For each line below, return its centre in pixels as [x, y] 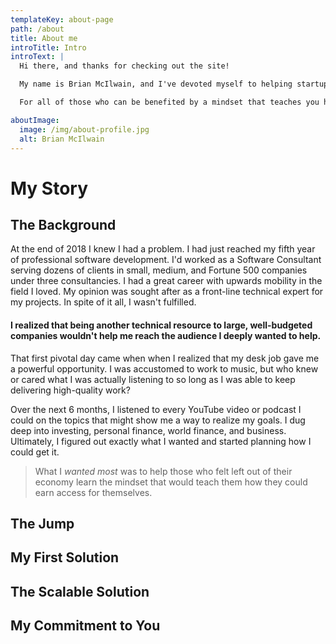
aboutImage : [35, 120]
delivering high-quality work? [70, 390]
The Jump [42, 523]
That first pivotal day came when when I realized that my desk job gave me [165, 358]
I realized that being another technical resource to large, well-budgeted [161, 325]
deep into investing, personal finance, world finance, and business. [148, 430]
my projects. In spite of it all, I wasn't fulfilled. [103, 302]
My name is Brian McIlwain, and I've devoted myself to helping [156, 84]
